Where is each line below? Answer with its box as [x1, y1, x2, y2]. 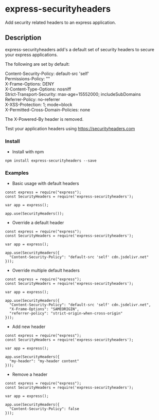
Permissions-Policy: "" [5, 75, 50, 81]
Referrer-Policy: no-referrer [5, 96, 60, 102]
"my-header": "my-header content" [9, 359, 79, 364]
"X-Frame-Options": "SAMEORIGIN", [9, 307, 79, 312]
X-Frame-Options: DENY [5, 81, 54, 87]
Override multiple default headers [12, 268, 80, 274]
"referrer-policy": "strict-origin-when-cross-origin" [9, 311, 123, 316]
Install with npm [12, 149, 44, 155]
